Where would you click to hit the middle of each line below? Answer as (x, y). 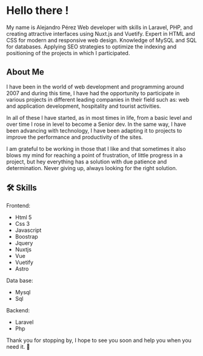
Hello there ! (38, 11)
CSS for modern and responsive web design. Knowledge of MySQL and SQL (101, 40)
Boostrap (26, 236)
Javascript (28, 230)
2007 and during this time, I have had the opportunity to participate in (93, 93)
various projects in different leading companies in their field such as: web (98, 99)
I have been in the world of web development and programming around (95, 87)
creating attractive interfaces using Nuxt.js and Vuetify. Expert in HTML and (101, 33)
